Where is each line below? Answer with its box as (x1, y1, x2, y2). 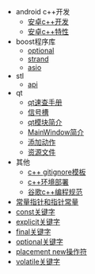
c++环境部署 (27, 178, 70, 186)
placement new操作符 (15, 247, 87, 256)
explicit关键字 (15, 217, 61, 226)
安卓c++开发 (27, 17, 70, 26)
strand (27, 54, 49, 64)
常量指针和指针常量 (15, 198, 79, 206)
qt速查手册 (27, 98, 63, 107)
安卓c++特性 (27, 27, 70, 36)
